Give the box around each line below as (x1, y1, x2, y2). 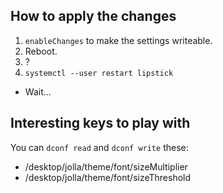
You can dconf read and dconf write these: (10, 141, 189, 153)
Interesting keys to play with (10, 115, 191, 132)
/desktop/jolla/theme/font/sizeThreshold (24, 171, 192, 183)
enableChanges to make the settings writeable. (24, 34, 213, 46)
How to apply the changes (10, 8, 177, 25)
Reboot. (24, 45, 58, 57)
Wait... (24, 85, 52, 98)
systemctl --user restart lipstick (24, 68, 174, 78)
